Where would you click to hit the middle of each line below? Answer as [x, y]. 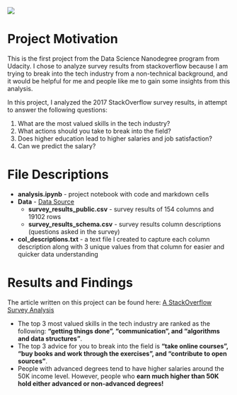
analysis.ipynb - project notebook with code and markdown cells [113, 194]
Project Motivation [63, 39]
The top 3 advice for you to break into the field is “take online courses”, [123, 346]
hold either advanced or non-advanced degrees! [91, 383]
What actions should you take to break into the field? [94, 131]
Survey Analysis [31, 309]
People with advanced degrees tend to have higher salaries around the [121, 368]
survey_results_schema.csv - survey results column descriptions [125, 224]
